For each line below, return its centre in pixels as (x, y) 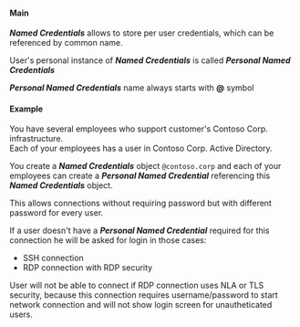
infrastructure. (36, 139)
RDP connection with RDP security (88, 268)
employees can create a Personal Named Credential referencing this (140, 176)
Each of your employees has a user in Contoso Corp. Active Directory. (141, 148)
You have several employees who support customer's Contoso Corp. (139, 129)
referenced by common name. (66, 43)
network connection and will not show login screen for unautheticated (141, 305)
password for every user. (57, 213)
